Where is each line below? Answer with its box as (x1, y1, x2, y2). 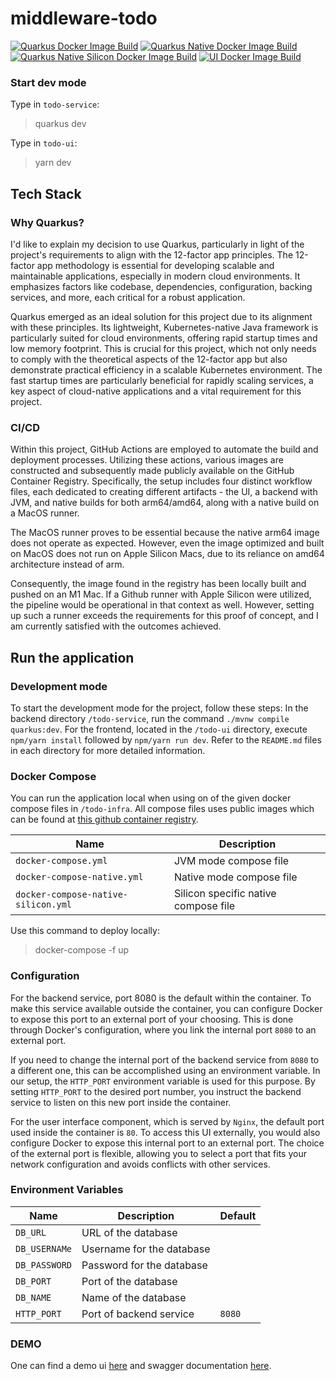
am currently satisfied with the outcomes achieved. (10, 620, 222, 632)
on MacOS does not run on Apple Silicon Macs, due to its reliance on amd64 (10, 548, 325, 560)
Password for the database (81, 1258, 208, 1272)
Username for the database (81, 1242, 211, 1256)
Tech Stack (10, 185, 82, 202)
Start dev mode (10, 75, 87, 89)
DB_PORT (15, 1275, 52, 1287)
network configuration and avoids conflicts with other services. (10, 1158, 271, 1170)
